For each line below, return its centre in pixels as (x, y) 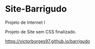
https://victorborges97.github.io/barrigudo (48, 41)
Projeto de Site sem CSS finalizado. (41, 32)
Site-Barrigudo (36, 9)
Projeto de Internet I (25, 22)
